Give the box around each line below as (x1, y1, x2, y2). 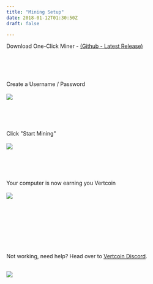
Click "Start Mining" (6, 130, 56, 137)
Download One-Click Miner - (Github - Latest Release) (6, 42, 143, 50)
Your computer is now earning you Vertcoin (6, 179, 116, 187)
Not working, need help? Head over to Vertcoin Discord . (6, 253, 147, 260)
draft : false (6, 20, 40, 26)
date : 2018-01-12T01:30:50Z (6, 15, 78, 21)
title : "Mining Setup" (6, 9, 64, 15)
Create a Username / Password (6, 80, 86, 88)
